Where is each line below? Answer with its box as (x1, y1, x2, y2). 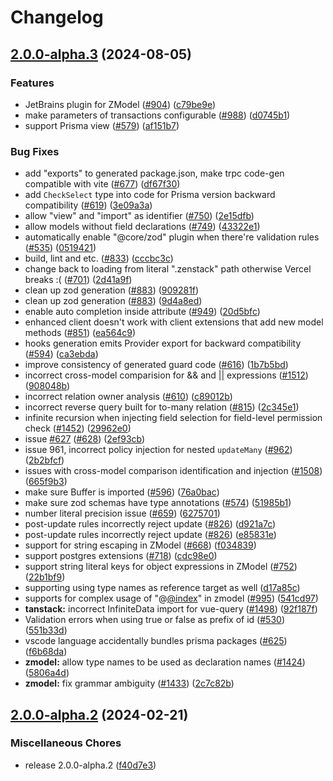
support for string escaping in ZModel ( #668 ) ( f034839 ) (24, 539, 257, 551)
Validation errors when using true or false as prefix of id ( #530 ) (24, 614, 285, 626)
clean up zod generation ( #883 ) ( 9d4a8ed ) (24, 295, 203, 307)
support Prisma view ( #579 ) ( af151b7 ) (24, 119, 180, 131)
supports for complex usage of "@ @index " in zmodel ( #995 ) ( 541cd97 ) (24, 592, 319, 605)
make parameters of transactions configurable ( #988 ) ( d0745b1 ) (24, 109, 291, 121)
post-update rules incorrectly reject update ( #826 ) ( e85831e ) (24, 529, 277, 541)
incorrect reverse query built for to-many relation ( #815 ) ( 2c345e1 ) (24, 401, 300, 413)
